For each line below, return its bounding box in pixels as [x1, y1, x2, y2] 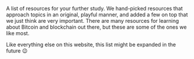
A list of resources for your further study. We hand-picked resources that [6, 5, 183, 12]
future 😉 [6, 47, 28, 54]
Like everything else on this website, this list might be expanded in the [6, 41, 176, 48]
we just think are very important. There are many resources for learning [6, 18, 179, 24]
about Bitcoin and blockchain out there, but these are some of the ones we [6, 23, 187, 30]
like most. [6, 30, 29, 37]
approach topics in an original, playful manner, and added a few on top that [6, 11, 188, 18]
